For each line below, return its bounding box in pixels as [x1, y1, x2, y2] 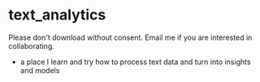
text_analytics [8, 6, 106, 24]
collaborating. [8, 41, 54, 50]
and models [19, 65, 60, 75]
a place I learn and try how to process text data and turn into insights [19, 57, 251, 67]
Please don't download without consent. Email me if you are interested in [8, 32, 253, 42]
